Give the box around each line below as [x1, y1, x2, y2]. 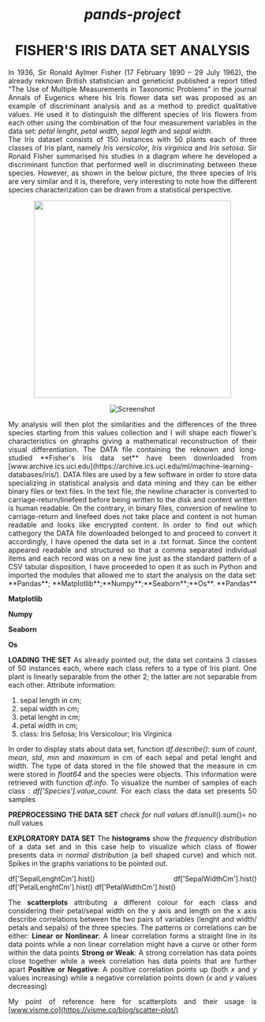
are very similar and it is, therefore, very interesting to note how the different [8, 177, 257, 186]
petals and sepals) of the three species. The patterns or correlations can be [8, 923, 257, 932]
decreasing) [8, 982, 47, 991]
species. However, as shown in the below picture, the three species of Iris [8, 168, 257, 178]
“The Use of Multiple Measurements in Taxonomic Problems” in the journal [8, 84, 257, 94]
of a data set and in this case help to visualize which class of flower [8, 842, 257, 852]
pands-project [84, 6, 181, 24]
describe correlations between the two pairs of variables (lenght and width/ [8, 915, 257, 924]
